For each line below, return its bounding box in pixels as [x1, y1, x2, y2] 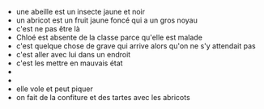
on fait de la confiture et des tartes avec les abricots [15, 93, 190, 102]
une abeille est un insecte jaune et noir [15, 7, 146, 16]
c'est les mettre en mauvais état [15, 58, 123, 68]
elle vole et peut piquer [15, 84, 93, 94]
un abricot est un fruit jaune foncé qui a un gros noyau [15, 15, 198, 25]
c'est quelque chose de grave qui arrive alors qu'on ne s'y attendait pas [15, 41, 257, 51]
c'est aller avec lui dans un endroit [15, 50, 131, 59]
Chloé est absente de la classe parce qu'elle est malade [15, 32, 202, 42]
